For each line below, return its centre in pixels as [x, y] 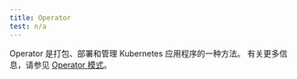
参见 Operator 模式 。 [73, 64]
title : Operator [40, 18]
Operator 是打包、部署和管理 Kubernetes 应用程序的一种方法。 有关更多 [145, 53]
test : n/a [28, 26]
